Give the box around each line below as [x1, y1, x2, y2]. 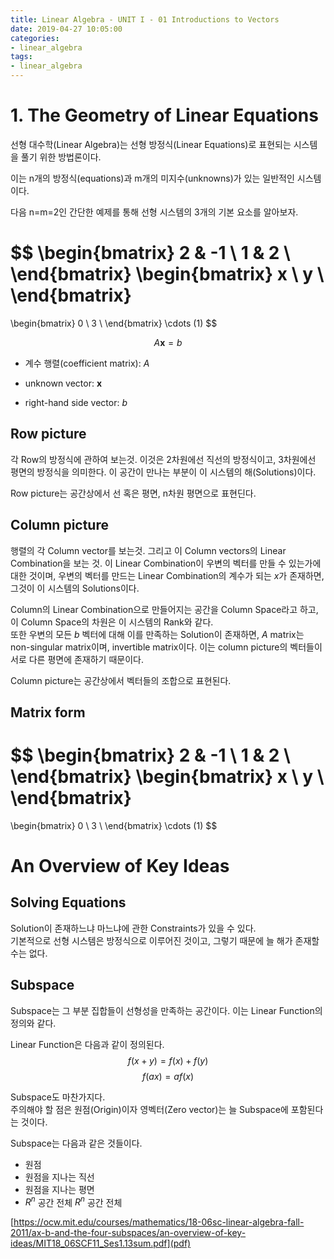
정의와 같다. [10, 1017, 57, 1029]
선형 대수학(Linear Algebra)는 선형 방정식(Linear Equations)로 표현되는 [10, 138, 292, 150]
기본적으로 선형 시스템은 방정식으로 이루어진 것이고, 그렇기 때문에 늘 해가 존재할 [10, 934, 320, 946]
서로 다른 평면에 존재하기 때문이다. [10, 653, 144, 665]
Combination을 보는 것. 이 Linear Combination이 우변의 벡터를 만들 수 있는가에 [10, 557, 322, 569]
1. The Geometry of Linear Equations [10, 104, 319, 127]
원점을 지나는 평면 [24, 1183, 95, 1195]
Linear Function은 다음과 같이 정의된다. [10, 1038, 165, 1050]
